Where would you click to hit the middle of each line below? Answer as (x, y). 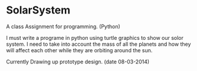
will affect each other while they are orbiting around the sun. (79, 50)
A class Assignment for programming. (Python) (63, 26)
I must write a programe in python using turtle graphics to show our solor (95, 38)
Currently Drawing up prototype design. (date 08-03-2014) (78, 62)
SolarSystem (38, 10)
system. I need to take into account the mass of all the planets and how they (98, 44)
